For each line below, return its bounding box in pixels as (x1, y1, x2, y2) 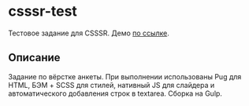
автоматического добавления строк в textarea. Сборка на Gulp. (8, 89, 223, 98)
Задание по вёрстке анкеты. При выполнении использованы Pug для (8, 71, 242, 81)
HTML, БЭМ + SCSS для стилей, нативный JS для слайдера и (8, 80, 215, 90)
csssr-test (8, 2, 77, 20)
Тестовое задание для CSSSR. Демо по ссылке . (8, 28, 169, 38)
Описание (8, 51, 61, 64)
